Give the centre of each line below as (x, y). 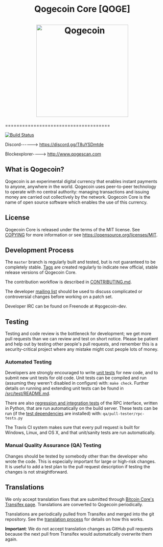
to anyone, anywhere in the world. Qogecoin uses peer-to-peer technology (81, 186)
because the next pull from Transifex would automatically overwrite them (79, 534)
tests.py (14, 418)
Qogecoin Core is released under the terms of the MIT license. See (73, 229)
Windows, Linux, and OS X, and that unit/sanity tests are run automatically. (80, 433)
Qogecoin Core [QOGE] (82, 9)
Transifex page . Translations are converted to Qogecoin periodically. (74, 504)
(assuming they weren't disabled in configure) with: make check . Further (77, 383)
